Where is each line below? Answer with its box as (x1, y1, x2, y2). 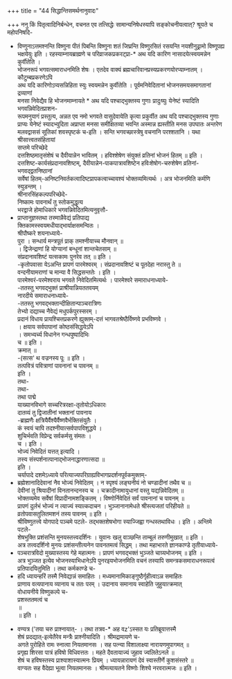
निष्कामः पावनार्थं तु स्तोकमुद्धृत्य (17, 198, 83, 206)
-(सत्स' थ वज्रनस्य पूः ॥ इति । (17, 354, 85, 362)
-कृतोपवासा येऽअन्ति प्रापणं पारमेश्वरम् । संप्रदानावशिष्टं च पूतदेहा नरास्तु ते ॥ (17, 261, 181, 268)
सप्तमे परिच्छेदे (17, 143, 48, 152)
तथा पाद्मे (17, 393, 37, 401)
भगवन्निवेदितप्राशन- (17, 105, 57, 112)
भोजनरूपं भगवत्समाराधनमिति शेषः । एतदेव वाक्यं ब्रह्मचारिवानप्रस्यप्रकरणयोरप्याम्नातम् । (17, 66, 203, 73)
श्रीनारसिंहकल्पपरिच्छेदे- (17, 191, 68, 198)
